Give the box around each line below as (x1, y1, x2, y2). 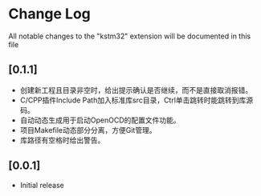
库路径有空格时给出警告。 (19, 135, 105, 145)
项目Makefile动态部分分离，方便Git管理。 (19, 125, 157, 134)
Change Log (8, 5, 91, 23)
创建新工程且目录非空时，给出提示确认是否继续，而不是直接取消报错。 (19, 85, 253, 94)
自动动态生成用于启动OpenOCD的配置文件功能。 (19, 115, 181, 125)
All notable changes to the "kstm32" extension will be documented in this (8, 31, 251, 41)
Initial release (19, 180, 64, 190)
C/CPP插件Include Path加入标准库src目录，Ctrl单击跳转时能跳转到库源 (19, 95, 254, 105)
